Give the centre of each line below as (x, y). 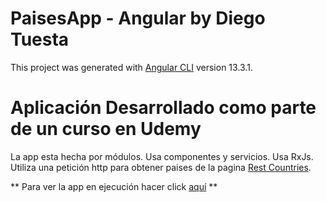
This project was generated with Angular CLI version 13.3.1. (131, 67)
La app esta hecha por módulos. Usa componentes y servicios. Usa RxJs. (162, 156)
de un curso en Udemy (106, 129)
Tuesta (40, 39)
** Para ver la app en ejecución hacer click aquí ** (114, 186)
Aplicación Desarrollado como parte (163, 108)
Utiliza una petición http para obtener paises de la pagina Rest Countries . (161, 167)
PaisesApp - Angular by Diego (138, 18)
